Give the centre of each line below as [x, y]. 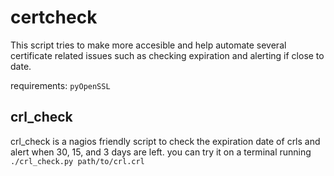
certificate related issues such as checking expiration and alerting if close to [167, 55]
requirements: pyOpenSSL [60, 85]
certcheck [54, 17]
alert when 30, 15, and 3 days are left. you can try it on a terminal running [161, 152]
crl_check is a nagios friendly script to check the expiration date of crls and [165, 141]
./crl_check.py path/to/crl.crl [77, 161]
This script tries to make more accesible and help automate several [148, 45]
